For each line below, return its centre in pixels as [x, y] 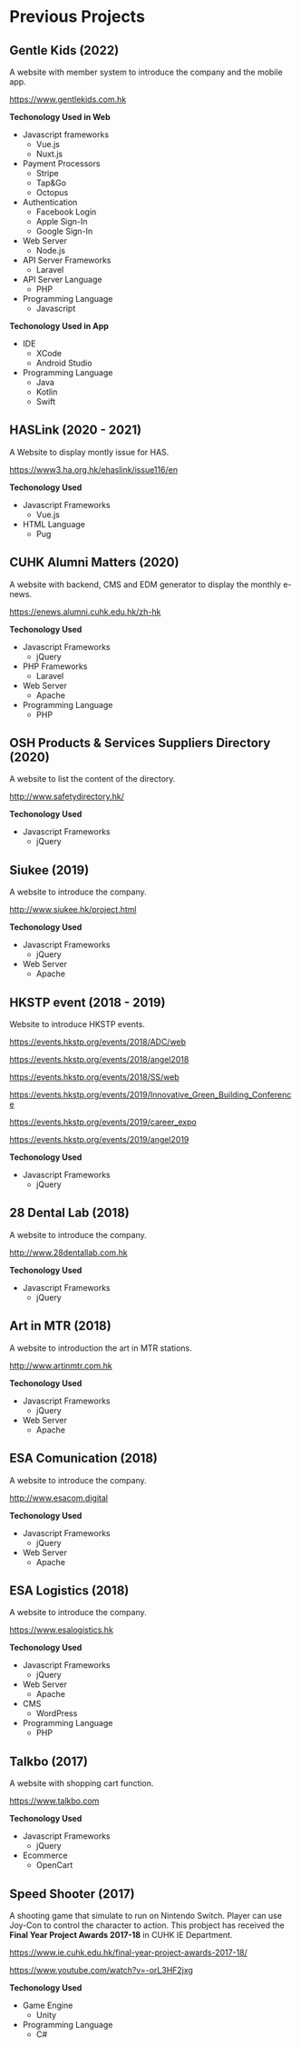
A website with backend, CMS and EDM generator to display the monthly [145, 584]
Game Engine [48, 2005]
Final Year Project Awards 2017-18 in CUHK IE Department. [121, 1934]
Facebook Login [66, 212]
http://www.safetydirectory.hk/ [67, 796]
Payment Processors [61, 164]
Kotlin [47, 392]
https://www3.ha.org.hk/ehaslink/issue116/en [94, 469]
